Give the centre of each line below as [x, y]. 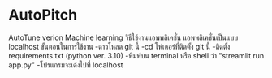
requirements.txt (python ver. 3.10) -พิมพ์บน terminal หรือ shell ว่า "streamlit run [136, 55]
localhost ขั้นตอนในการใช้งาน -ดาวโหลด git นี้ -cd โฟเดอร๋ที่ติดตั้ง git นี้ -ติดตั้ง [119, 46]
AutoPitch [43, 15]
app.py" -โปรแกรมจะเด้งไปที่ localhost [66, 65]
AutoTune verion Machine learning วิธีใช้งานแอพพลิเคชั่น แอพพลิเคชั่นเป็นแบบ [123, 37]
